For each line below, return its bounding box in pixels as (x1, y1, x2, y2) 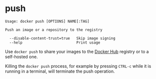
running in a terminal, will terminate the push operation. (5, 68, 115, 74)
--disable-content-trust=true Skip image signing (9, 36, 116, 41)
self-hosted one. (5, 54, 38, 60)
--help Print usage (9, 40, 100, 45)
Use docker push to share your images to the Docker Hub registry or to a (5, 48, 149, 54)
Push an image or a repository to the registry (5, 27, 103, 32)
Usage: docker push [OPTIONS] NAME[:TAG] (5, 19, 90, 24)
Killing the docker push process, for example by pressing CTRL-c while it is (5, 63, 151, 69)
